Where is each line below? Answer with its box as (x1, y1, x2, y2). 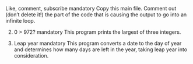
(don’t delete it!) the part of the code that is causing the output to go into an (5, 11, 187, 18)
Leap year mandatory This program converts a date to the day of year (13, 40, 182, 47)
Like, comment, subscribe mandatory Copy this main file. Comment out (5, 5, 177, 12)
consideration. (13, 52, 49, 59)
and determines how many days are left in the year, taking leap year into (13, 46, 188, 53)
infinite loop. (5, 17, 36, 24)
